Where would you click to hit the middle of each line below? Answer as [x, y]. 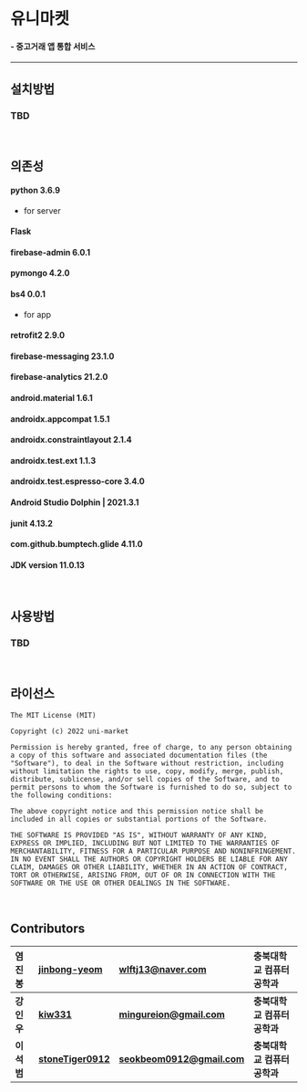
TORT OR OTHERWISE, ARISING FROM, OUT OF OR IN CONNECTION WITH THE [143, 875]
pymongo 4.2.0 [41, 273]
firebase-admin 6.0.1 [50, 252]
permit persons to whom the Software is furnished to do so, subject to [151, 787]
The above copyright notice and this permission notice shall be [137, 811]
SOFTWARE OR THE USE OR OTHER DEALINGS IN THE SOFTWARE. [121, 883]
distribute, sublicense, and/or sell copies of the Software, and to [145, 779]
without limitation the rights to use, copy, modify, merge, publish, [147, 771]
